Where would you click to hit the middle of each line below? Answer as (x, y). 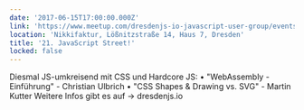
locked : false (36, 51)
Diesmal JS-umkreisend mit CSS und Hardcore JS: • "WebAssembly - (139, 77)
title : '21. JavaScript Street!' (72, 43)
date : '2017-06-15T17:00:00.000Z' (75, 18)
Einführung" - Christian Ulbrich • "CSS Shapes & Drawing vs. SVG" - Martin (150, 87)
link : (19, 26)
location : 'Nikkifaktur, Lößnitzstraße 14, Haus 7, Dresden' (127, 34)
